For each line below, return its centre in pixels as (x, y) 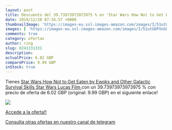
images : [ (16, 29)
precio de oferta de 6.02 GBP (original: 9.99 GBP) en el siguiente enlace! (82, 93)
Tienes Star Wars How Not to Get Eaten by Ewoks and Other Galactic (78, 82)
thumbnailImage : (23, 24)
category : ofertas (25, 39)
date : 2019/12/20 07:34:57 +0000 (41, 19)
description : (19, 53)
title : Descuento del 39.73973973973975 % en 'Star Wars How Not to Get (84, 15)
